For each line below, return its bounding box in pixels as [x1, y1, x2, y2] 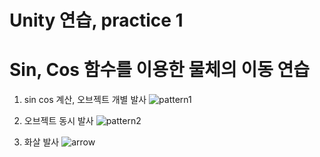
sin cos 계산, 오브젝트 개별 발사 [23, 94, 147, 106]
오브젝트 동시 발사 [23, 115, 94, 127]
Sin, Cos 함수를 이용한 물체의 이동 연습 [9, 59, 311, 81]
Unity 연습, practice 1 [9, 9, 184, 32]
